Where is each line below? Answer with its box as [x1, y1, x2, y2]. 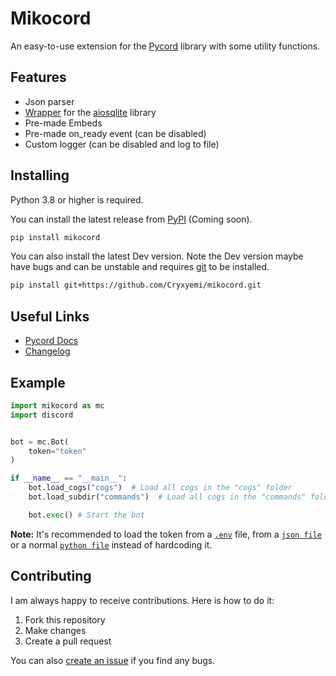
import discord [10, 410, 74, 420]
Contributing [10, 568, 92, 585]
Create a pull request [24, 635, 112, 647]
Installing [10, 167, 70, 184]
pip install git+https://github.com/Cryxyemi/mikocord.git [10, 280, 262, 291]
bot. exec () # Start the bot [28, 510, 145, 520]
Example [10, 374, 66, 391]
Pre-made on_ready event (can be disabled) [24, 127, 207, 139]
